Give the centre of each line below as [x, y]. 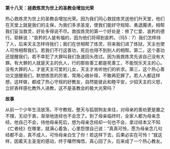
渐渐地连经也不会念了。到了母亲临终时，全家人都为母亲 [98, 116]
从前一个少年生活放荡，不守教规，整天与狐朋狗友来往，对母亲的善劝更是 [80, 110]
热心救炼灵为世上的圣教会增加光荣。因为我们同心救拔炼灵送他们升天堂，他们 [85, 19]
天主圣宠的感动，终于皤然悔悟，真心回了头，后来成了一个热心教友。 [94, 141]
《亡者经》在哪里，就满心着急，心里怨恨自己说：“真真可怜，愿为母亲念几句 [84, 129]
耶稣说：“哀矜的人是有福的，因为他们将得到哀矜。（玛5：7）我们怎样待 [87, 38]
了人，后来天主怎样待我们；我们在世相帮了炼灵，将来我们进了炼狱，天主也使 [85, 44]
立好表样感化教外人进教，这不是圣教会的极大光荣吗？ [61, 88]
